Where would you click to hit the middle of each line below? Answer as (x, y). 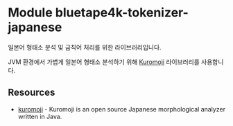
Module (30, 13)
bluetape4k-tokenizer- (122, 13)
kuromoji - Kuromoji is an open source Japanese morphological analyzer (122, 109)
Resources (32, 93)
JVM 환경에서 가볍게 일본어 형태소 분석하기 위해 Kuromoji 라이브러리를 (104, 62)
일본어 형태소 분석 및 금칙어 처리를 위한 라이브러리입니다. (85, 47)
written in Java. (40, 116)
